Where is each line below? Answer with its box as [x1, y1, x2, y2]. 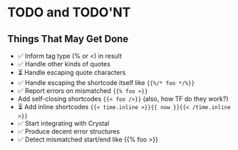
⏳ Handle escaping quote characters [17, 69, 126, 76]
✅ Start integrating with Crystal [17, 119, 110, 127]
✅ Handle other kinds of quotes [17, 60, 110, 68]
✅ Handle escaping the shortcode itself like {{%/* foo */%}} [17, 79, 195, 86]
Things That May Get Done [7, 33, 129, 45]
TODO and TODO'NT [7, 4, 131, 21]
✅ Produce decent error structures [17, 127, 120, 136]
